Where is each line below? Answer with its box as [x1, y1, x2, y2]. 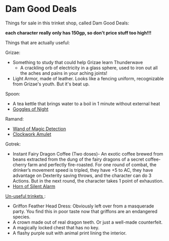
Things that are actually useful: [5, 39, 70, 46]
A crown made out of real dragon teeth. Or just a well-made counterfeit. [12, 219, 163, 225]
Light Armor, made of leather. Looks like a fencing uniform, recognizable [12, 75, 164, 81]
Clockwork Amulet [12, 131, 52, 137]
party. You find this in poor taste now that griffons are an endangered [12, 208, 158, 214]
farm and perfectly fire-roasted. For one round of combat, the [27, 161, 157, 168]
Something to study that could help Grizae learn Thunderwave [12, 59, 143, 65]
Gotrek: [5, 141, 21, 147]
